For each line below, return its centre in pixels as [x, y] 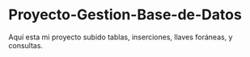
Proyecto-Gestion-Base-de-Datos [125, 15]
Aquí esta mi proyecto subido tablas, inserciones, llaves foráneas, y [121, 37]
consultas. [25, 45]
